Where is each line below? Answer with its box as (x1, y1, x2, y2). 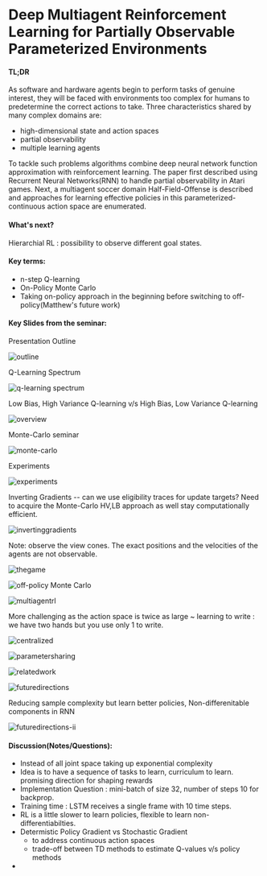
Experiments (8, 461, 51, 470)
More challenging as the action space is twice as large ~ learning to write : (8, 612, 255, 621)
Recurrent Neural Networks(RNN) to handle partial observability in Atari (8, 176, 245, 186)
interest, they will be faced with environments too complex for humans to (8, 93, 250, 103)
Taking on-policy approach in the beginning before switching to (19, 291, 231, 301)
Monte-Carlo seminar (8, 430, 80, 440)
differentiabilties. (19, 819, 76, 828)
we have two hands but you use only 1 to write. (8, 620, 164, 630)
